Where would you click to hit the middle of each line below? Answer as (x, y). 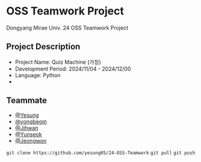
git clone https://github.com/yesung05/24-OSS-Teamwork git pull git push (101, 153)
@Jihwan (26, 128)
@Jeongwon (31, 140)
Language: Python (38, 75)
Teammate (26, 101)
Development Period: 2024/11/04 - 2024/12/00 (73, 69)
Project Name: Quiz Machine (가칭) (58, 62)
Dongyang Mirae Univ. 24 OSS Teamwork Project (67, 28)
